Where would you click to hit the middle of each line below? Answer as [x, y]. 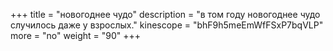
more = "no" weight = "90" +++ [76, 35]
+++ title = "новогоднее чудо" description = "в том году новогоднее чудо [165, 14]
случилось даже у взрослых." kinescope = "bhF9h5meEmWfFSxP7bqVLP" [167, 25]
